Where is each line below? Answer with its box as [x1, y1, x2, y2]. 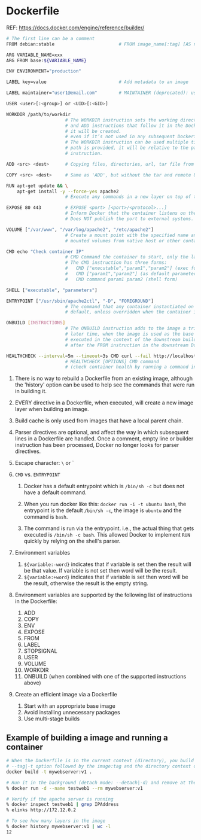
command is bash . [23, 513, 68, 521]
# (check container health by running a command [65, 364, 188, 370]
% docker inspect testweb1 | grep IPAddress [6, 802, 119, 808]
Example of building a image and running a [6, 732, 169, 742]
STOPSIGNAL [23, 647, 58, 655]
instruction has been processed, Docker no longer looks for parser [14, 442, 179, 449]
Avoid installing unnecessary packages [23, 709, 121, 716]
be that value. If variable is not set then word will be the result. [23, 567, 178, 574]
